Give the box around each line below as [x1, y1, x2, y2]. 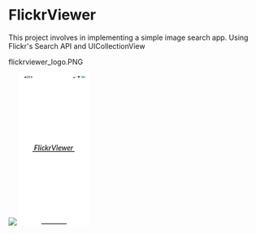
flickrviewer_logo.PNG [8, 57, 84, 67]
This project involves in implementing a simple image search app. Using [8, 32, 249, 42]
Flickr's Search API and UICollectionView [8, 41, 145, 50]
